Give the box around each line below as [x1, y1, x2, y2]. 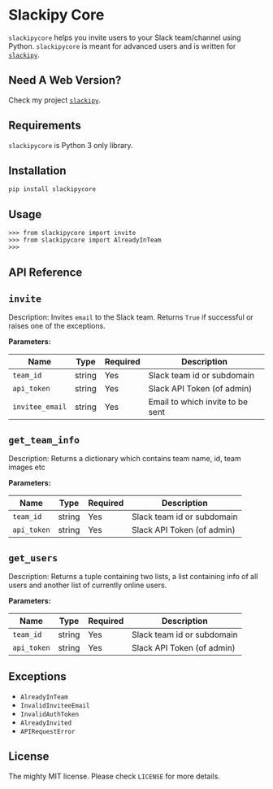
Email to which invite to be [148, 396, 249, 408]
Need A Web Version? [8, 73, 122, 87]
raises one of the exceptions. [8, 321, 106, 331]
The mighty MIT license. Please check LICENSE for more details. [8, 771, 221, 781]
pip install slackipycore [8, 185, 96, 194]
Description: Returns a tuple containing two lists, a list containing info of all [8, 572, 258, 582]
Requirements [8, 119, 81, 133]
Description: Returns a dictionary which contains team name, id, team [8, 454, 241, 464]
